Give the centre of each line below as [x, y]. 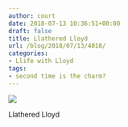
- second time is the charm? [57, 76]
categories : [28, 53]
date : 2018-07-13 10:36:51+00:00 [64, 23]
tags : [17, 69]
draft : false [30, 31]
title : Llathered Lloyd [48, 38]
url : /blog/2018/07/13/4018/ [57, 46]
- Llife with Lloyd [41, 61]
